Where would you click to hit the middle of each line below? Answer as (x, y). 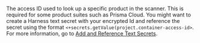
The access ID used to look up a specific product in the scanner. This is (95, 9)
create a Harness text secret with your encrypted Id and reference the (93, 21)
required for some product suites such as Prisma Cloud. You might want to (99, 15)
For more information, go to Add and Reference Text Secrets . (82, 34)
